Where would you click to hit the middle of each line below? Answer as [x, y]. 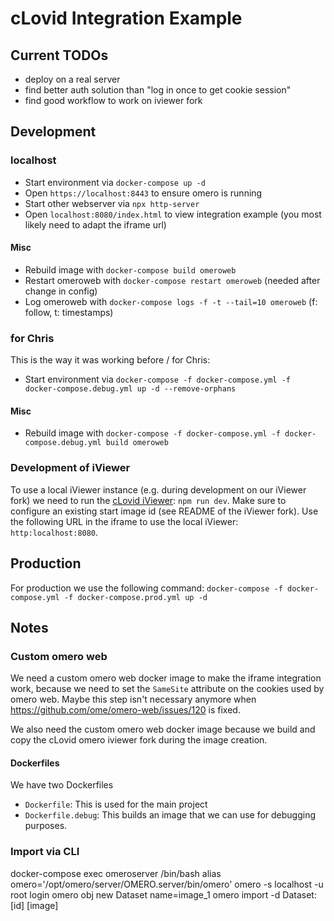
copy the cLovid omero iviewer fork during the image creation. [139, 740]
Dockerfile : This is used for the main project [116, 804]
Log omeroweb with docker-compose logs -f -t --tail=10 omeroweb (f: [171, 301]
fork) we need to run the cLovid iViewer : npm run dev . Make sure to [148, 500]
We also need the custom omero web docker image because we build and [163, 729]
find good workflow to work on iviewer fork [113, 100]
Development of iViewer [70, 468]
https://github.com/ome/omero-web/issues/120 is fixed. [125, 710]
